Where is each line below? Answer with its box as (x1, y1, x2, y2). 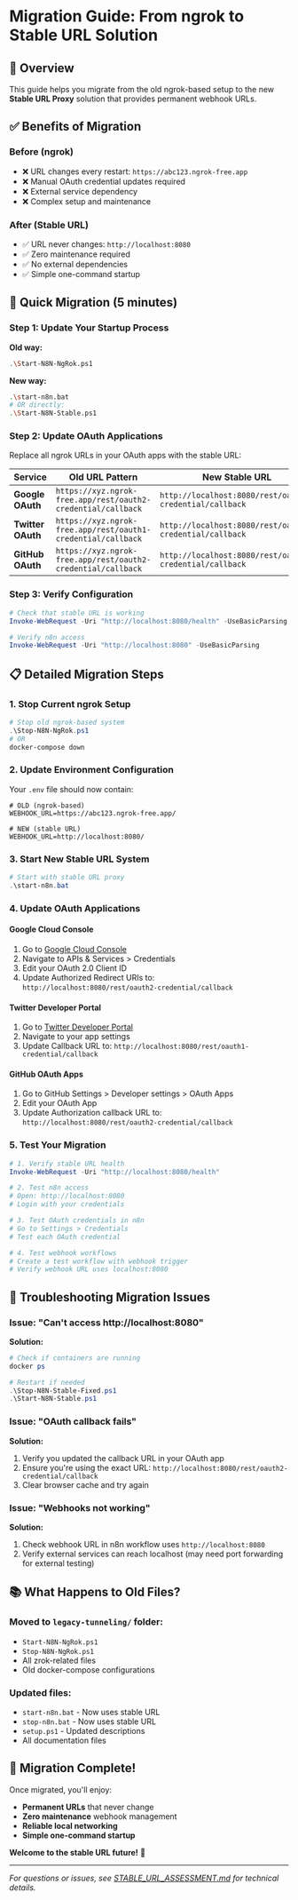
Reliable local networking (21, 1820, 118, 1831)
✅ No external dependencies (21, 258, 129, 269)
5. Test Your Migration (9, 1139, 106, 1151)
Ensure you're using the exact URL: (21, 1462, 151, 1473)
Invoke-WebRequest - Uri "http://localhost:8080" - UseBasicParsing (9, 641, 260, 650)
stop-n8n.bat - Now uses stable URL (21, 1716, 157, 1727)
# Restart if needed (9, 1378, 86, 1387)
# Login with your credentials (9, 1200, 125, 1209)
